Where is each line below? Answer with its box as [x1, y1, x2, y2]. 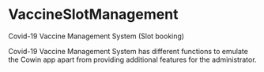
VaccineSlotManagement [8, 5, 179, 23]
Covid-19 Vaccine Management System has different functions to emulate [8, 46, 249, 56]
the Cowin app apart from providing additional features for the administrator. [8, 55, 257, 64]
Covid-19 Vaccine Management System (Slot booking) [8, 31, 184, 41]
